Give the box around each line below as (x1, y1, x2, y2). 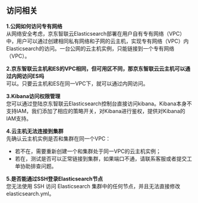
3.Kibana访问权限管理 (6, 92, 61, 99)
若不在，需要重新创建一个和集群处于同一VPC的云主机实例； (14, 148, 162, 155)
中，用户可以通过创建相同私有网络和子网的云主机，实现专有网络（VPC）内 (6, 38, 189, 45)
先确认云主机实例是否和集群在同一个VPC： (6, 135, 111, 142)
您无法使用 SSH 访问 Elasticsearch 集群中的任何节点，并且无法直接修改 (6, 182, 181, 189)
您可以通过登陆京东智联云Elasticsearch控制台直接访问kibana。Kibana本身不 (6, 100, 192, 107)
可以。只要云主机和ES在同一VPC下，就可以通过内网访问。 (6, 80, 149, 87)
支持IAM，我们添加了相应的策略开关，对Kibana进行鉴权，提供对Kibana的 (6, 107, 186, 114)
